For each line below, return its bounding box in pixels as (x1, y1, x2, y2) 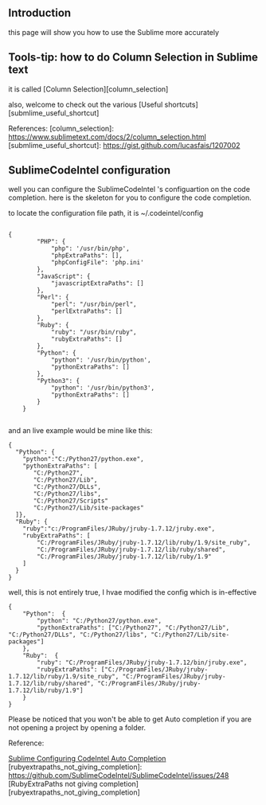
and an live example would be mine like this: (8, 426, 153, 436)
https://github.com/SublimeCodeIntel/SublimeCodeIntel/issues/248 (8, 771, 229, 780)
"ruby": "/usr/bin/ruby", (50, 328, 137, 337)
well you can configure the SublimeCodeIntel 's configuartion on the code (8, 185, 251, 194)
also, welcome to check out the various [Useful (8, 100, 163, 109)
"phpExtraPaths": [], (50, 252, 123, 260)
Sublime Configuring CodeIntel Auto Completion (8, 754, 166, 764)
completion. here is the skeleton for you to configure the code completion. (8, 193, 252, 202)
